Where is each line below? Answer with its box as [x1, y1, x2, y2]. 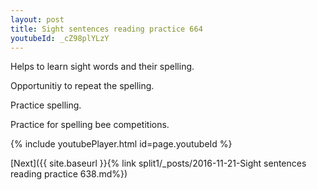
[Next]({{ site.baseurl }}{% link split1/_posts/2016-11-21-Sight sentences [10, 157, 307, 170]
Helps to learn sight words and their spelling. [10, 61, 195, 73]
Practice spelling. [10, 99, 82, 111]
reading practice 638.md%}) [10, 168, 128, 180]
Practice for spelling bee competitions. [10, 119, 170, 131]
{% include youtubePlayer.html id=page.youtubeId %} [10, 138, 233, 150]
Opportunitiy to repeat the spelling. [10, 80, 155, 92]
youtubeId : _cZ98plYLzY [10, 33, 110, 43]
